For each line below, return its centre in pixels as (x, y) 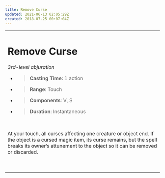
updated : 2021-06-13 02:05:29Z (37, 14)
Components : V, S (51, 100)
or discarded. (23, 152)
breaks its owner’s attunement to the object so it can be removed (82, 146)
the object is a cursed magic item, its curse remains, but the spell (82, 140)
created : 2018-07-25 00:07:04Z (37, 19)
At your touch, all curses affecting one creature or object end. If (81, 133)
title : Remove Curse (26, 10)
